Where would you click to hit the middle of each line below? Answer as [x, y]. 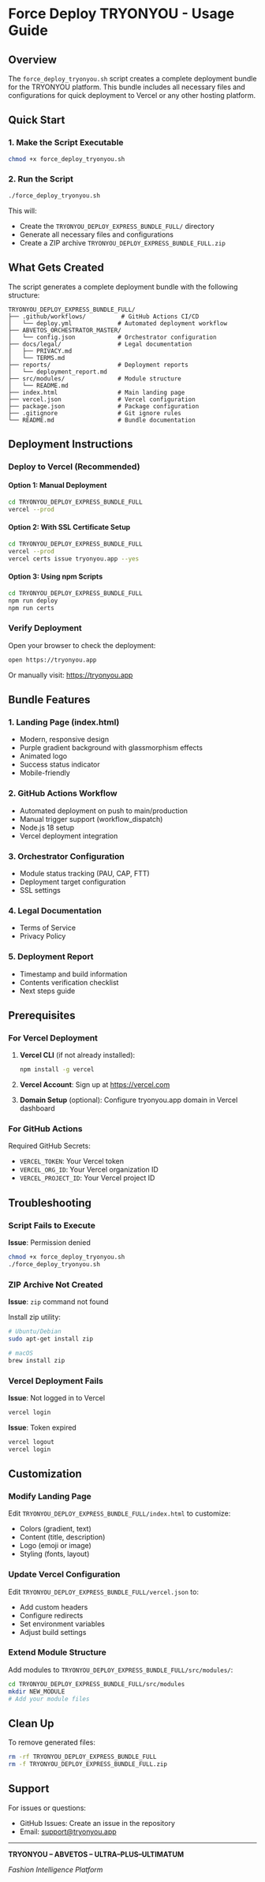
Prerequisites [42, 1015]
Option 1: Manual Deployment [58, 485]
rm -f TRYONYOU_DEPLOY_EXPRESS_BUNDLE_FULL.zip [88, 1764]
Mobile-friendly [45, 773]
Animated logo [43, 756]
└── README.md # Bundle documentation [102, 420]
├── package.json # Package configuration [104, 406]
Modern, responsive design [64, 740]
